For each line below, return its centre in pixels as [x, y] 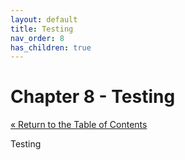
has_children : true [51, 47]
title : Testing [42, 29]
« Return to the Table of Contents [79, 125]
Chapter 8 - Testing [93, 97]
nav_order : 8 [37, 38]
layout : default [44, 19]
